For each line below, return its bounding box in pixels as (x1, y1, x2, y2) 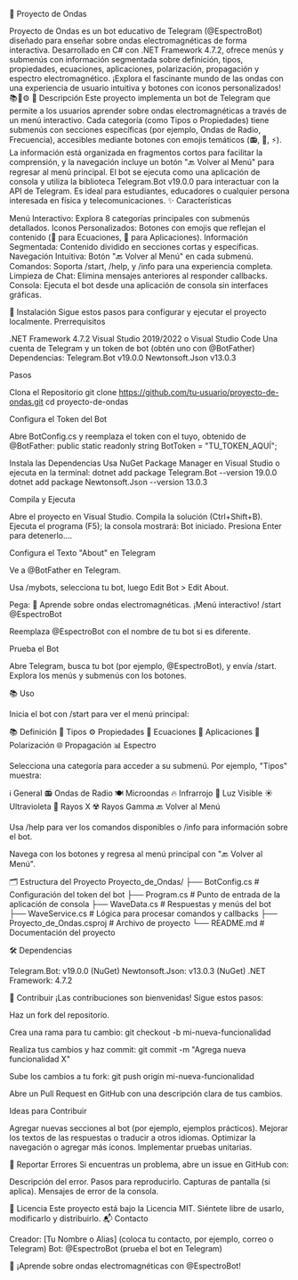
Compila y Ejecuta (9, 494, 76, 504)
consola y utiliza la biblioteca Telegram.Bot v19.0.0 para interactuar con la (9, 177, 279, 186)
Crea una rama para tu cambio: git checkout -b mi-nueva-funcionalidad (9, 1027, 271, 1037)
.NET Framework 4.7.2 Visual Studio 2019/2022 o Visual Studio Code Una (9, 334, 278, 343)
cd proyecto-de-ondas (45, 397, 129, 407)
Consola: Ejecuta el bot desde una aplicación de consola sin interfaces (9, 280, 269, 290)
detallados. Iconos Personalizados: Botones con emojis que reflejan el (9, 223, 266, 233)
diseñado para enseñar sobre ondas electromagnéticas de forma (9, 36, 247, 45)
